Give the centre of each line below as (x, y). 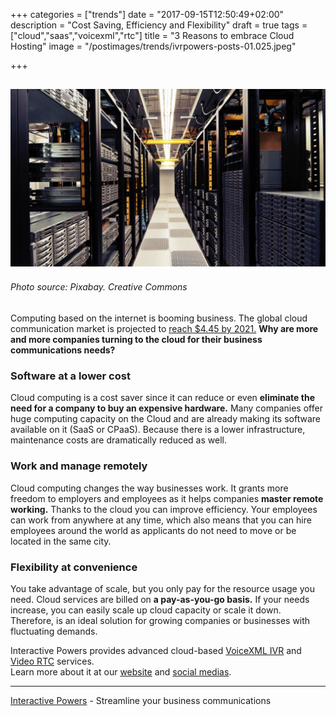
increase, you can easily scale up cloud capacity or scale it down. (146, 610)
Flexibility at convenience (74, 567)
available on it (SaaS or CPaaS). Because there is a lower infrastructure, (158, 430)
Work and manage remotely (79, 466)
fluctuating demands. (54, 631)
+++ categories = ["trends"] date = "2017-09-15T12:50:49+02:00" (147, 14)
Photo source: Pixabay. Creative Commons (99, 287)
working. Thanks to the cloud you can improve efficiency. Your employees (164, 509)
